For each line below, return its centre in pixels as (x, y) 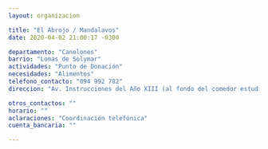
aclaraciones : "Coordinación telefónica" (78, 118)
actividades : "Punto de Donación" (66, 67)
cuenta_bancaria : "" (43, 125)
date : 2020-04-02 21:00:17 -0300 (64, 37)
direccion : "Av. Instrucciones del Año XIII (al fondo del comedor (123, 88)
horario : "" (28, 111)
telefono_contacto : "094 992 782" (66, 81)
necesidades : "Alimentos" (51, 74)
